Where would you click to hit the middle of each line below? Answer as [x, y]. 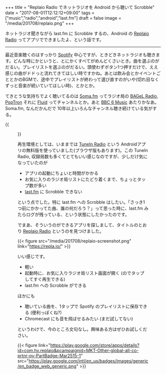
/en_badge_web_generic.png [47, 366]
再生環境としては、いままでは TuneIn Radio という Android [77, 144]
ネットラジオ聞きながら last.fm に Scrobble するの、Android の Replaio [77, 33]
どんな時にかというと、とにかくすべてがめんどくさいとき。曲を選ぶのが [86, 61]
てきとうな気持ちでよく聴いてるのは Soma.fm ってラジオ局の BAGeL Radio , [82, 96]
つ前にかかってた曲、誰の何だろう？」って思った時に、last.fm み [83, 208]
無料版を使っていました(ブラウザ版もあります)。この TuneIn [87, 150]
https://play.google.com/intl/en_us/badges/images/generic [89, 361]
